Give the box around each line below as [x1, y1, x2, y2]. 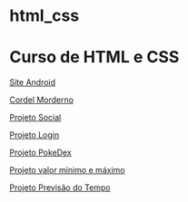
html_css [9, 5, 80, 26]
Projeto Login [9, 130, 60, 140]
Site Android [9, 77, 56, 88]
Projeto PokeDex [9, 147, 73, 159]
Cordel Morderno [9, 94, 74, 105]
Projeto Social [9, 112, 62, 123]
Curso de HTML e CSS [9, 47, 180, 68]
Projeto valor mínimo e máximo [9, 165, 125, 176]
